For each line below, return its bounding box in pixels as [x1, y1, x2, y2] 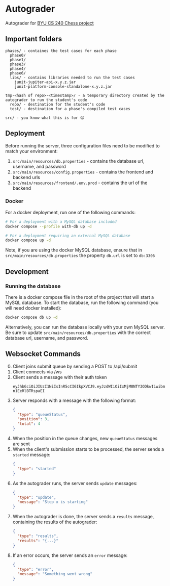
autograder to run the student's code [5, 97, 87, 103]
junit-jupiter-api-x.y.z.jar [14, 80, 76, 85]
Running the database [5, 283, 61, 290]
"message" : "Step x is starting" [17, 499, 88, 505]
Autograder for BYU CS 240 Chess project [5, 20, 94, 26]
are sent [12, 441, 30, 447]
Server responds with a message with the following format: [12, 397, 137, 403]
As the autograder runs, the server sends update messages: [12, 480, 138, 486]
